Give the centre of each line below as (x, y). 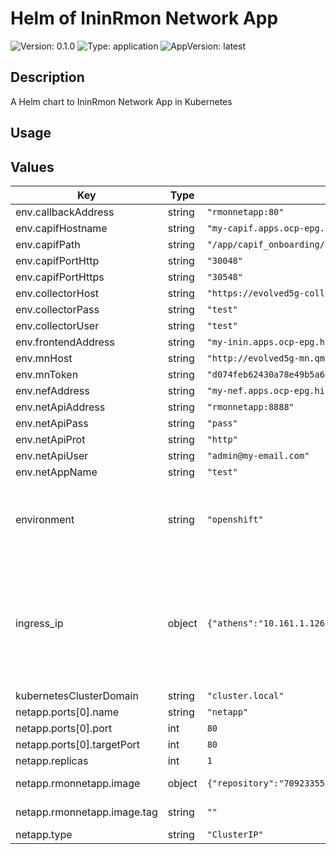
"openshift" (235, 519)
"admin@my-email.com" (258, 455)
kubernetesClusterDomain (77, 695)
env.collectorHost (57, 293)
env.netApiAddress (60, 407)
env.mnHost (44, 358)
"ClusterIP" (235, 834)
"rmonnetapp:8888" (250, 406)
